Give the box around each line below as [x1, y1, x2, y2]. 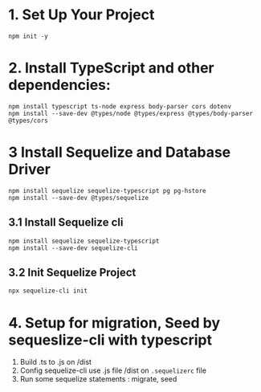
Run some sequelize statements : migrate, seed [19, 374, 177, 384]
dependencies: [8, 76, 111, 94]
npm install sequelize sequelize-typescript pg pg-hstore [8, 186, 206, 194]
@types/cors [8, 116, 48, 125]
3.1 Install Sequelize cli [8, 215, 124, 230]
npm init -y [8, 32, 48, 40]
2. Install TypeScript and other [8, 59, 214, 77]
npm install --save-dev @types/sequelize [8, 194, 149, 202]
